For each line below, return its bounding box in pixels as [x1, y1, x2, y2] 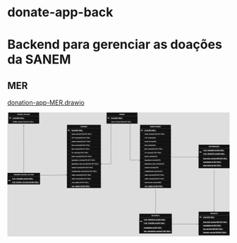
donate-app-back [7, 4, 114, 20]
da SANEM [7, 52, 71, 68]
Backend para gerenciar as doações [7, 37, 222, 53]
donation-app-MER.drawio [7, 98, 85, 107]
